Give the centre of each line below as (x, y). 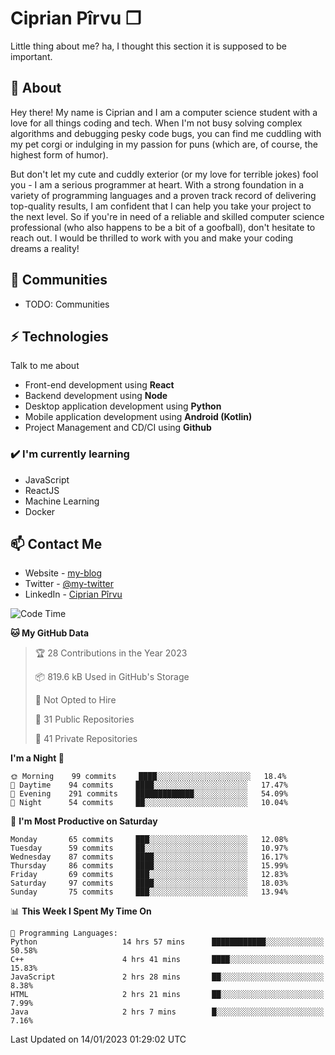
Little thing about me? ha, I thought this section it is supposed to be (148, 46)
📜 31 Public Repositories (84, 719)
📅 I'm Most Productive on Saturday (84, 821)
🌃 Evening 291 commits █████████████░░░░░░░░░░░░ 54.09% (149, 794)
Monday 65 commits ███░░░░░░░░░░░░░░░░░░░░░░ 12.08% (149, 840)
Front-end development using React (99, 385)
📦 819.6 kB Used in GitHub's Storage (112, 677)
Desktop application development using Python (123, 406)
